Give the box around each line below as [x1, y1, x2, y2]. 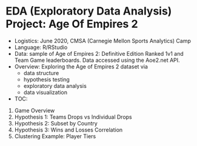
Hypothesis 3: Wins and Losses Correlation [14, 126, 123, 133]
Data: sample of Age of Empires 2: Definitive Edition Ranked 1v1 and [14, 50, 184, 57]
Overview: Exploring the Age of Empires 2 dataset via [14, 62, 148, 70]
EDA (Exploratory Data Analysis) [5, 4, 172, 18]
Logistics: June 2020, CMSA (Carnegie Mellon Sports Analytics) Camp [14, 37, 192, 44]
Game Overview [14, 107, 55, 114]
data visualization [23, 88, 68, 96]
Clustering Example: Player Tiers [14, 132, 96, 140]
